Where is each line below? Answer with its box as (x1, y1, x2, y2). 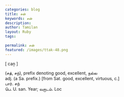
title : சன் (5, 12, 26, 16)
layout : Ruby (5, 29, 31, 34)
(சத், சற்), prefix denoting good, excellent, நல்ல (5, 70, 98, 76)
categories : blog (5, 7, 40, 12)
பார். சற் (5, 81, 20, 86)
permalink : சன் (5, 43, 35, 48)
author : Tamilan (5, 25, 38, 30)
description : (5, 20, 31, 26)
